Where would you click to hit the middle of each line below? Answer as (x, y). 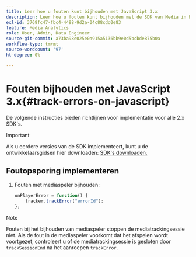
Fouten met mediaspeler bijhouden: (57, 185)
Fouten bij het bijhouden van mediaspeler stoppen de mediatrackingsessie (95, 229)
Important (18, 135)
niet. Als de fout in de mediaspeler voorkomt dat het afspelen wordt (87, 235)
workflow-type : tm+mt (32, 44)
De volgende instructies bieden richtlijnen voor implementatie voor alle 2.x (95, 117)
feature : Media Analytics (37, 28)
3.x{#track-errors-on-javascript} (88, 101)
